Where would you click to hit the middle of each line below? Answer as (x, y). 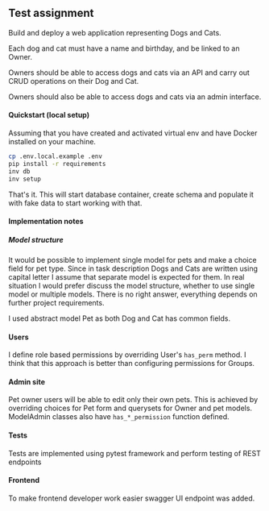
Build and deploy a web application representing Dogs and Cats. (115, 32)
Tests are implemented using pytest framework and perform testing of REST (135, 453)
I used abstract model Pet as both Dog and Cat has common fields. (120, 318)
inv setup (25, 179)
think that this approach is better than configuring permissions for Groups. (132, 364)
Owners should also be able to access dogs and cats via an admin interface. (135, 97)
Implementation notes (46, 222)
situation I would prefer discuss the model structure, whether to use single (132, 286)
